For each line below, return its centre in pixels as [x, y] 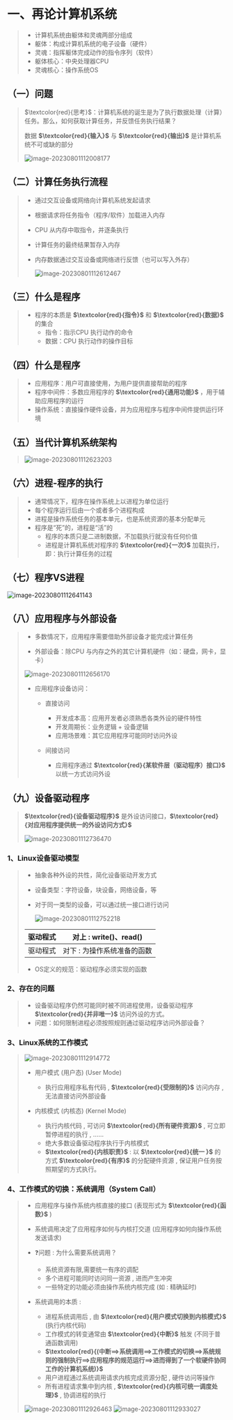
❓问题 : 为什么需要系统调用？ [75, 1253]
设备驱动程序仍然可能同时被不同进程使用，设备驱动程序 [114, 1005]
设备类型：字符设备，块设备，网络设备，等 [96, 889]
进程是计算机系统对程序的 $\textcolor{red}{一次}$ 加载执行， [134, 545]
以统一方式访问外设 [83, 774]
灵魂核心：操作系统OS [66, 70]
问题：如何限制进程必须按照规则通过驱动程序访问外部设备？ [120, 1022]
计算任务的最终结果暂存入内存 [77, 244]
